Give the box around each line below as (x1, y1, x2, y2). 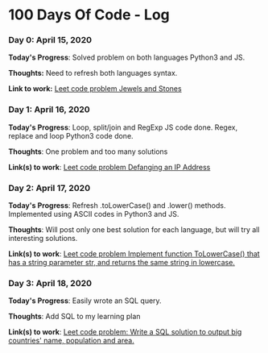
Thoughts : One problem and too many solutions (8, 147, 168, 156)
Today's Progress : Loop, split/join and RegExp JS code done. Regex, (8, 123, 238, 132)
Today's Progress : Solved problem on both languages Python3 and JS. (8, 52, 245, 62)
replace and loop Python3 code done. (8, 131, 134, 140)
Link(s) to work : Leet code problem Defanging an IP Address (8, 162, 211, 172)
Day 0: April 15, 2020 (8, 35, 93, 46)
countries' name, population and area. (8, 336, 134, 346)
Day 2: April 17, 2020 (8, 182, 91, 193)
